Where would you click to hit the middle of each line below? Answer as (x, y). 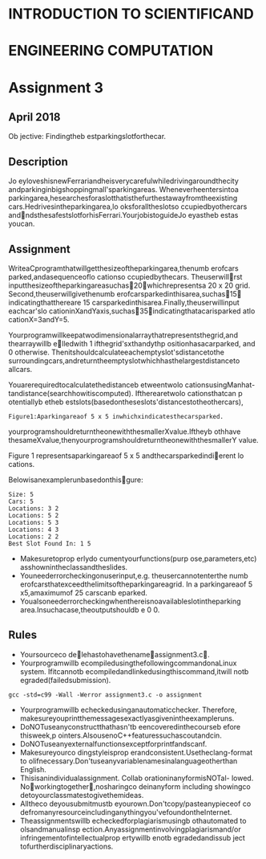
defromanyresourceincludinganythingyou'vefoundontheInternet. (126, 812)
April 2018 (35, 117)
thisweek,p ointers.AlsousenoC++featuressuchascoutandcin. (121, 735)
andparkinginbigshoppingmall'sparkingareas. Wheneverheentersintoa (123, 190)
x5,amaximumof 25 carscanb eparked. (84, 593)
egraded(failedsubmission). (65, 680)
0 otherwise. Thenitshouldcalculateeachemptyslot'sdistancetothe (116, 352)
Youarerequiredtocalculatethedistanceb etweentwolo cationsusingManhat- (132, 385)
